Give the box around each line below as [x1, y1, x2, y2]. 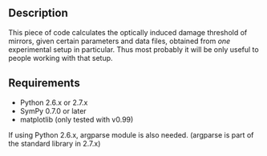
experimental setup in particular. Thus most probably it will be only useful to [8, 44, 259, 54]
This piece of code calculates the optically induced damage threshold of [8, 27, 248, 37]
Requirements [8, 76, 80, 90]
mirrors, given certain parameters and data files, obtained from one [8, 36, 231, 46]
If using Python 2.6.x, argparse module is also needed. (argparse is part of [8, 130, 254, 139]
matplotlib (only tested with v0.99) [19, 114, 134, 124]
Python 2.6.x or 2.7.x [19, 98, 88, 107]
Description [8, 6, 68, 20]
